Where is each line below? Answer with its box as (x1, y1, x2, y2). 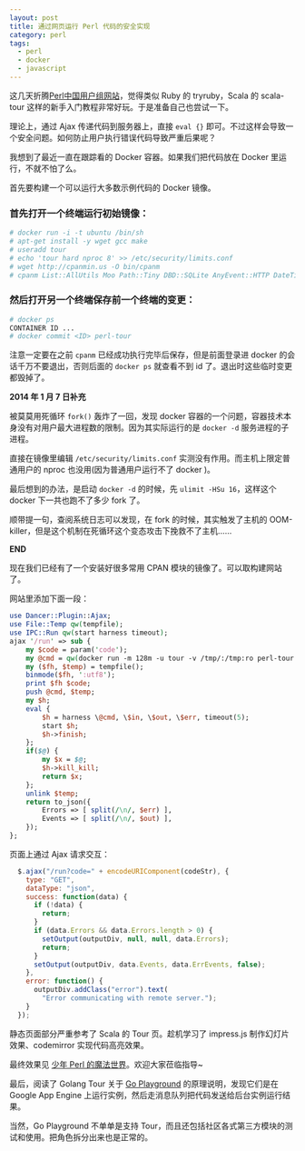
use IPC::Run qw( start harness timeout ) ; (9, 628, 169, 637)
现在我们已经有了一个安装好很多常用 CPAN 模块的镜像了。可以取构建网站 (9, 563, 283, 574)
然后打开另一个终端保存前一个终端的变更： (9, 294, 196, 306)
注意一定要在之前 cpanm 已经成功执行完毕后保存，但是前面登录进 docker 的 (9, 349, 288, 360)
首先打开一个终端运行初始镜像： (9, 206, 150, 219)
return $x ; (42, 772, 84, 781)
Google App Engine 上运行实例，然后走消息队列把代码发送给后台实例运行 (9, 1089, 283, 1100)
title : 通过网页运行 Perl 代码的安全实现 (9, 22, 151, 31)
